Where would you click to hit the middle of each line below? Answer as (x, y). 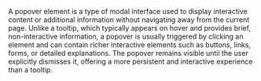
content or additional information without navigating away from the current (129, 20)
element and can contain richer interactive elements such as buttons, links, (130, 45)
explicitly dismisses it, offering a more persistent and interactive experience (130, 61)
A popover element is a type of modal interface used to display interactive (128, 11)
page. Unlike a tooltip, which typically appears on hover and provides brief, (130, 28)
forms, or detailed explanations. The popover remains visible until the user (129, 53)
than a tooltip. (31, 70)
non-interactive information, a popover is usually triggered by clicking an (126, 36)
